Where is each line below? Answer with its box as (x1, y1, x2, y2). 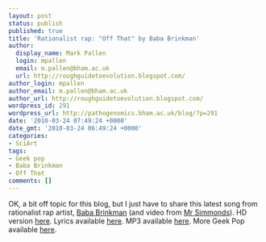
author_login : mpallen (8, 79, 85, 87)
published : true (8, 27, 63, 35)
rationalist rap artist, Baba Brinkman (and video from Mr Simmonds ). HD (8, 207, 247, 217)
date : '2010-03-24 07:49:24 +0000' (8, 117, 128, 125)
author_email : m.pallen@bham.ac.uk (8, 86, 128, 95)
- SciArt (8, 139, 38, 148)
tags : (8, 147, 27, 155)
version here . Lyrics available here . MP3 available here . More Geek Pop (8, 215, 245, 226)
